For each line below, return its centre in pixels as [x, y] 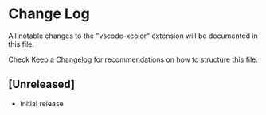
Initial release [41, 103]
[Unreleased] [42, 84]
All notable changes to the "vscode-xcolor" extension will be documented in [133, 36]
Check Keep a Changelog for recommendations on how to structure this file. [133, 59]
